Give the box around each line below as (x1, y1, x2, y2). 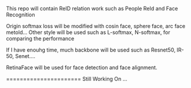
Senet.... (15, 53, 36, 59)
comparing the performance (6, 35, 75, 42)
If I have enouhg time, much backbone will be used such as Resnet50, (6, 46, 176, 53)
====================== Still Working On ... (6, 76, 128, 82)
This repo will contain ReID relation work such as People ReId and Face (6, 5, 178, 12)
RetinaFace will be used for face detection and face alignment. (6, 64, 158, 71)
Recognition (6, 11, 35, 18)
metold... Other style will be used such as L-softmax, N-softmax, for (6, 29, 170, 36)
